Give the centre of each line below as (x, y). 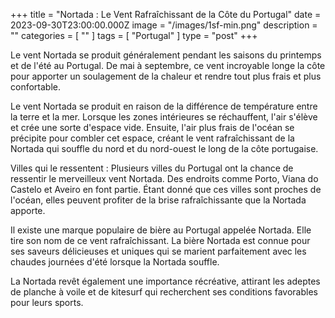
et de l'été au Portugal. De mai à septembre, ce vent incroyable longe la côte (168, 65)
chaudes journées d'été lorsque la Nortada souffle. (115, 262)
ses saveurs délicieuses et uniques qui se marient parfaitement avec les (158, 251)
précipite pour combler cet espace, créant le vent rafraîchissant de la (152, 138)
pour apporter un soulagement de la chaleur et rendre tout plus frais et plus (166, 76)
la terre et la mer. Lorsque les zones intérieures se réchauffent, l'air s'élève (164, 117)
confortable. (35, 87)
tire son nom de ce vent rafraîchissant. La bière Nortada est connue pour (160, 240)
